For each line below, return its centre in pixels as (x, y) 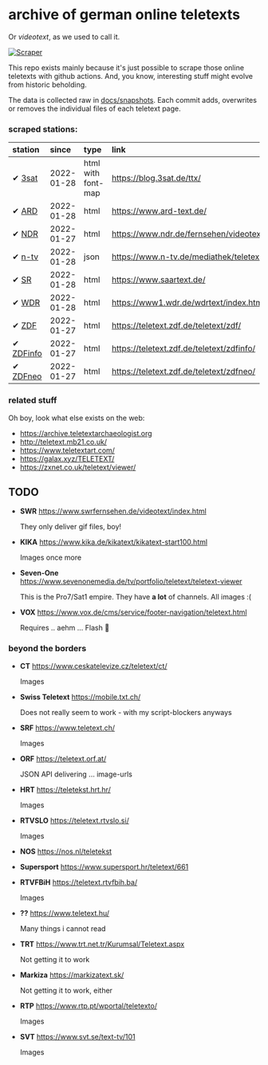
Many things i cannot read (63, 928)
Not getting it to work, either (66, 990)
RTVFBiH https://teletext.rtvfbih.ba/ (79, 882)
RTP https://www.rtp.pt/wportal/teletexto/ (89, 1005)
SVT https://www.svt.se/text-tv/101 (77, 1036)
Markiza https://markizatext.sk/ (72, 975)
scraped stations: (43, 129)
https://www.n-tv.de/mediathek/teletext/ (188, 257)
